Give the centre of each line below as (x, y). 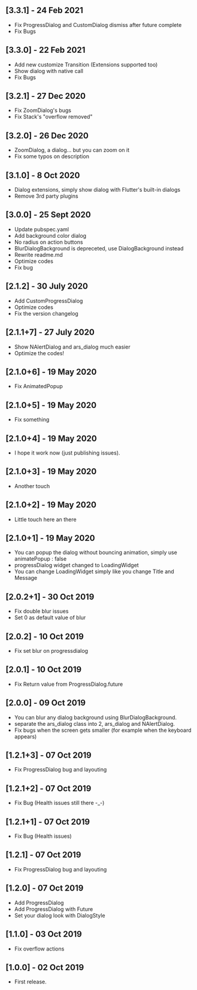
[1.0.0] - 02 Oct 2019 (45, 967)
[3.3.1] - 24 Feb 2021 (44, 10)
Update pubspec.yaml (42, 229)
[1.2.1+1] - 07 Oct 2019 (48, 821)
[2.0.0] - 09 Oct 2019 (46, 703)
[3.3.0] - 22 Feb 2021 (46, 50)
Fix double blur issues (41, 611)
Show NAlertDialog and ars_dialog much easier (72, 347)
